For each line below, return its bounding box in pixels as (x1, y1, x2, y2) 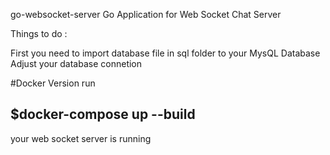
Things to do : (10, 28, 68, 39)
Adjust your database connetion (10, 58, 143, 69)
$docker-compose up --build (10, 106, 196, 123)
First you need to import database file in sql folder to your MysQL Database (10, 47, 321, 59)
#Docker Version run (10, 77, 96, 89)
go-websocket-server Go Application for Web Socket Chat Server (10, 9, 282, 20)
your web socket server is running (10, 132, 152, 144)
